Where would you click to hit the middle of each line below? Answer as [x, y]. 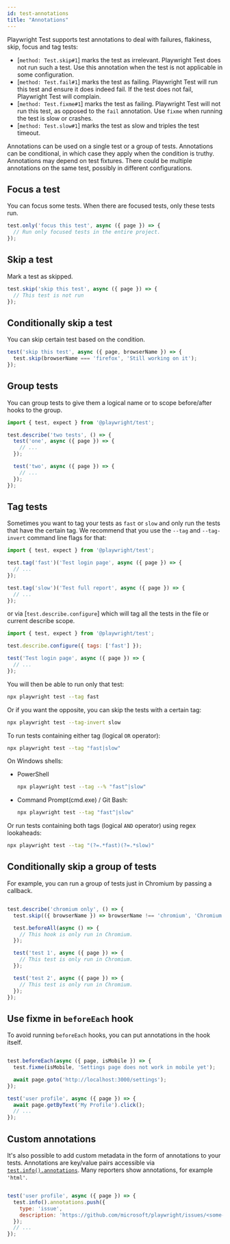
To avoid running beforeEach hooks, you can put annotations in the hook [109, 1035]
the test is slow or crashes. [55, 118]
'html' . [17, 1177]
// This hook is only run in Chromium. [76, 934]
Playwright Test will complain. [59, 96]
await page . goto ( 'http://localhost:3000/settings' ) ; [90, 1080]
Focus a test [34, 189]
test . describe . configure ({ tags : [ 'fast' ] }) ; [75, 646]
